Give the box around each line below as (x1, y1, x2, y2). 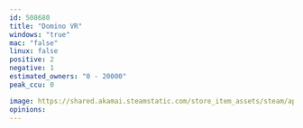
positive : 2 (9, 55, 54, 64)
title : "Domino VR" (9, 22, 83, 31)
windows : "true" (9, 30, 70, 39)
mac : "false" (9, 38, 59, 48)
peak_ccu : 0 (9, 80, 54, 89)
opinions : (9, 105, 47, 114)
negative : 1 (9, 64, 54, 73)
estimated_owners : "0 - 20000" (9, 72, 127, 81)
